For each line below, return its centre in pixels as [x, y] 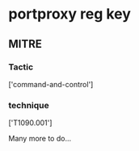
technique [29, 105]
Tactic [21, 67]
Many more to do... [40, 139]
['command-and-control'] [51, 84]
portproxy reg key [70, 14]
